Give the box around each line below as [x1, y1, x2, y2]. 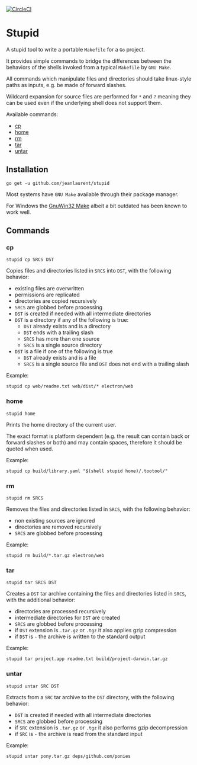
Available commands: [6, 110, 59, 118]
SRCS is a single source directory [23, 341, 102, 349]
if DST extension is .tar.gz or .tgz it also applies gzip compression [14, 627, 177, 634]
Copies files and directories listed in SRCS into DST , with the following [6, 267, 172, 274]
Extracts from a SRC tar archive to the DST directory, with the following [6, 693, 175, 700]
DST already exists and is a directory [23, 323, 111, 330]
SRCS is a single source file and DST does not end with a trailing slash [23, 360, 189, 367]
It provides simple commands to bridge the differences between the [6, 57, 172, 65]
